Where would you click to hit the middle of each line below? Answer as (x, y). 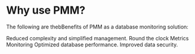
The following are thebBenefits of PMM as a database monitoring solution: (97, 27)
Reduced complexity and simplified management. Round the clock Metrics (97, 38)
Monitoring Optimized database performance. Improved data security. (92, 45)
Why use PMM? (46, 10)
